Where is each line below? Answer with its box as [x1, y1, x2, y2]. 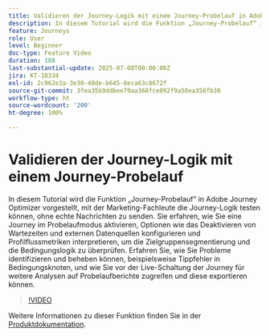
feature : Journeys [8, 27, 70, 35]
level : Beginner [8, 42, 63, 50]
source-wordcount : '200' [8, 101, 92, 109]
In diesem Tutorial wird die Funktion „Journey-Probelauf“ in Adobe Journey [8, 194, 257, 203]
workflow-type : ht [8, 94, 70, 102]
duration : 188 [8, 57, 56, 65]
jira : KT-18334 [8, 72, 59, 80]
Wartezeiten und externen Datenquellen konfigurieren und [8, 228, 201, 238]
